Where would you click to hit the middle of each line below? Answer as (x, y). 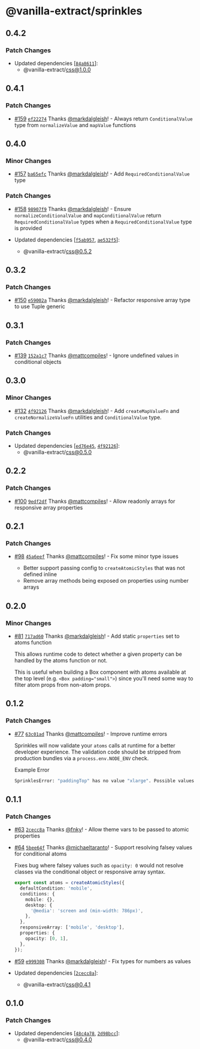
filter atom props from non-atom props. (63, 685)
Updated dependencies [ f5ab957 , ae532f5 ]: (67, 239)
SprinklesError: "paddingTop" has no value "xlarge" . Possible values (104, 780)
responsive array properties (49, 507)
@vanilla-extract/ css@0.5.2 (57, 251)
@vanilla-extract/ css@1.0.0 (57, 70)
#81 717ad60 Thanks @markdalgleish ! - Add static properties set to (97, 636)
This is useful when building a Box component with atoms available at (100, 672)
